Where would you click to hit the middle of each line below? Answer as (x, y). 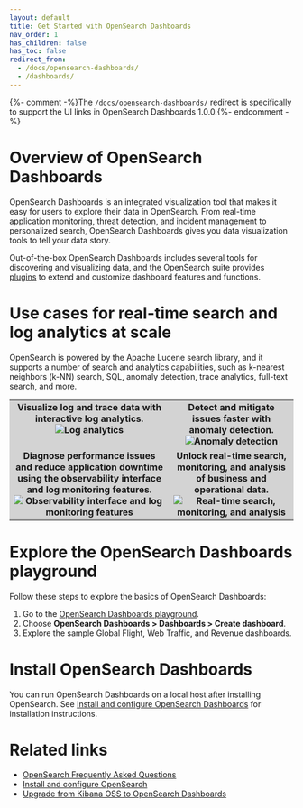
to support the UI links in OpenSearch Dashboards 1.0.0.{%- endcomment (147, 111)
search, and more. (43, 386)
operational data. (231, 490)
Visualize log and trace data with (90, 407)
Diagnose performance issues (89, 455)
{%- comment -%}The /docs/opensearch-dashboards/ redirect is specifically (151, 102)
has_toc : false (38, 51)
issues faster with (232, 418)
